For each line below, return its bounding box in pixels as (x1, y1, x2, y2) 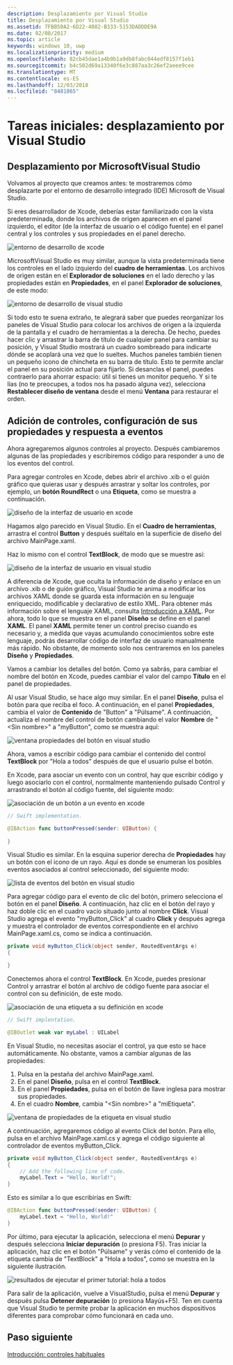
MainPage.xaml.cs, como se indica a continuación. (7, 929, 153, 938)
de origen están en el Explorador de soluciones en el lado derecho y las (7, 271, 215, 280)
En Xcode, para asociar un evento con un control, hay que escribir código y (7, 770, 224, 779)
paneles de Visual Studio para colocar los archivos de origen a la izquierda (7, 321, 221, 329)
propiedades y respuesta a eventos (7, 426, 163, 438)
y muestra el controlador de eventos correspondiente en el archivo (7, 922, 198, 931)
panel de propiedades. (7, 679, 72, 687)
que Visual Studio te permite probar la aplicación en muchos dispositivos (7, 1304, 216, 1312)
